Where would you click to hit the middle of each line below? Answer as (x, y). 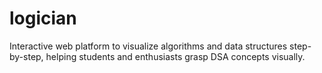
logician (43, 18)
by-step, (26, 56)
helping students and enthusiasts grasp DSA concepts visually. (175, 56)
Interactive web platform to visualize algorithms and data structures (148, 46)
